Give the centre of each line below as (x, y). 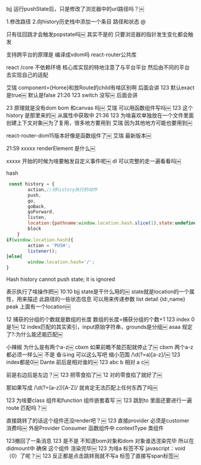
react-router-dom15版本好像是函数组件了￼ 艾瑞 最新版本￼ (79, 136)
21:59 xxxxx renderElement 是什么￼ (51, 148)
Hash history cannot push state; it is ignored (61, 279)
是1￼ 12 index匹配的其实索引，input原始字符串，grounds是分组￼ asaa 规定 (99, 327)
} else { (14, 257)
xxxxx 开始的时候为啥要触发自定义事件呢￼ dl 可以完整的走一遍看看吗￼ (94, 161)
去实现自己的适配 (27, 75)
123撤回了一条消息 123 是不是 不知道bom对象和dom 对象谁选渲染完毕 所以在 (100, 441)
